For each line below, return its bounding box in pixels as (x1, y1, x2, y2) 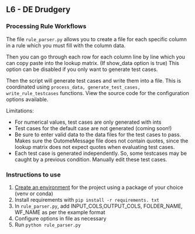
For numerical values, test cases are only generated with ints (14, 118, 162, 126)
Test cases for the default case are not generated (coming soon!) (14, 124, 172, 131)
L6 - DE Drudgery (6, 5, 71, 15)
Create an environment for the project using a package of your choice (14, 184, 183, 191)
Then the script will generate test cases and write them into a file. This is (6, 77, 182, 84)
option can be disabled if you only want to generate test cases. (6, 66, 158, 73)
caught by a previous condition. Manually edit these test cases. (14, 155, 167, 163)
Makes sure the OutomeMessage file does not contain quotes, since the (14, 137, 189, 144)
